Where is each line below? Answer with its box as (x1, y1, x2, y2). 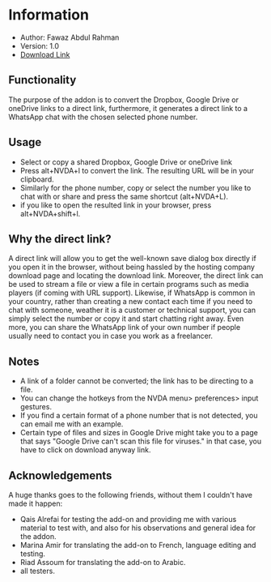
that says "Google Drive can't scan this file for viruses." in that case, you (19, 436, 262, 447)
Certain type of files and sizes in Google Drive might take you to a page (19, 428, 259, 438)
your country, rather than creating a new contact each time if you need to (8, 297, 253, 306)
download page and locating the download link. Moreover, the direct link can (8, 271, 264, 280)
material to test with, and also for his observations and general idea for (19, 523, 256, 533)
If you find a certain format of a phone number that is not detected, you (19, 411, 258, 421)
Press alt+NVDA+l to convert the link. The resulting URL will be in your (19, 165, 255, 175)
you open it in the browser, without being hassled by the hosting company (8, 262, 255, 272)
